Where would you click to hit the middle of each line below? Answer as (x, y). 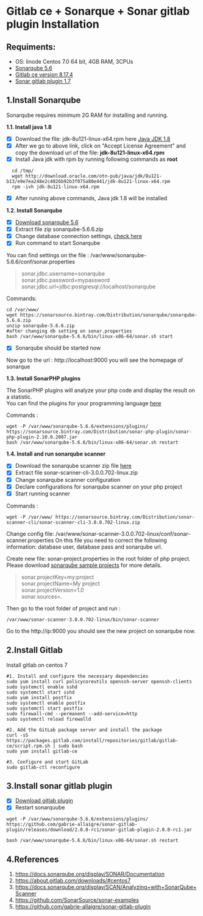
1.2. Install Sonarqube (34, 211)
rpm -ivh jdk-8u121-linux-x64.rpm (55, 187)
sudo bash (71, 746)
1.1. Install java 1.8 (29, 127)
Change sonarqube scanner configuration (68, 479)
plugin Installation (53, 24)
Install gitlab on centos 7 (37, 665)
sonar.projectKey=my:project (58, 577)
